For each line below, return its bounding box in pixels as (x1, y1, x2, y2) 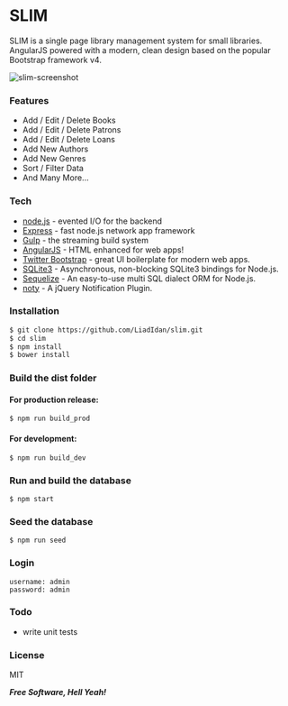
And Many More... (22, 172, 89, 183)
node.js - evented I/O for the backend (22, 215, 163, 226)
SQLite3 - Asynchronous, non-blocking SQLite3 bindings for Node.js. (22, 263, 279, 274)
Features (9, 94, 49, 106)
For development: (9, 434, 77, 445)
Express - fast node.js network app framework (22, 225, 195, 235)
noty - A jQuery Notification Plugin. (22, 282, 153, 293)
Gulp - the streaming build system (22, 234, 149, 245)
